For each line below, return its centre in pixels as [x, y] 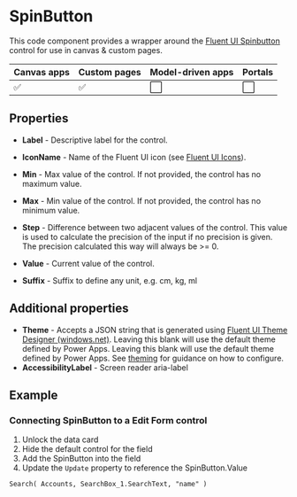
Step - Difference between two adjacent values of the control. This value [155, 227]
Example [34, 395]
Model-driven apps [192, 72]
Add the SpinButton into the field [81, 459]
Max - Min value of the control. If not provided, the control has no [141, 200]
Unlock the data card [60, 439]
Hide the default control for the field [87, 449]
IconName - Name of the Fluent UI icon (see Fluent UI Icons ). [134, 157]
